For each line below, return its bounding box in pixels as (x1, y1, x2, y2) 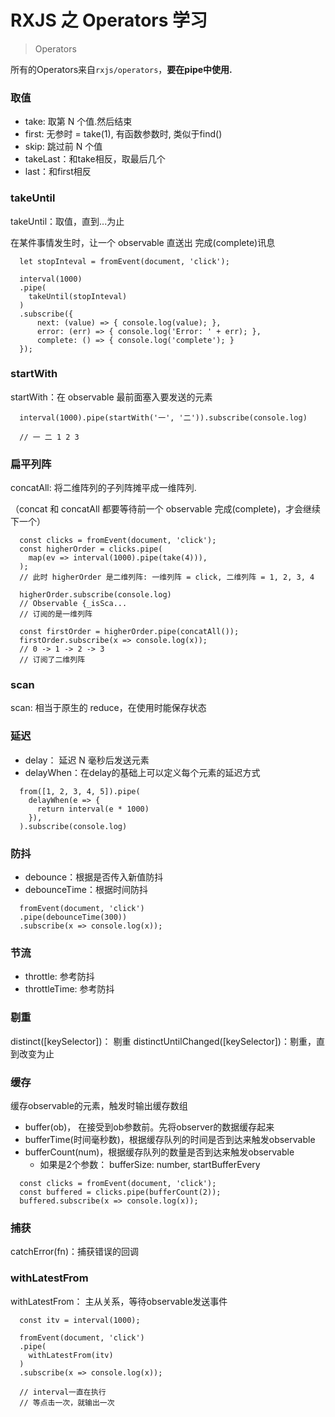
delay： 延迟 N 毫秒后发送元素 (24, 754, 150, 766)
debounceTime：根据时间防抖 (24, 884, 148, 896)
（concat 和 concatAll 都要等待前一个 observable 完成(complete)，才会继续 (10, 503, 322, 515)
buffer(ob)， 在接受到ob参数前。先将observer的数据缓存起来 (24, 1121, 275, 1133)
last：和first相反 (24, 166, 92, 178)
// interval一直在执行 (19, 1387, 107, 1397)
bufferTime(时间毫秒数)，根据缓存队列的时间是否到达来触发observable (24, 1133, 316, 1145)
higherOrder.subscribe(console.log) (19, 590, 172, 600)
